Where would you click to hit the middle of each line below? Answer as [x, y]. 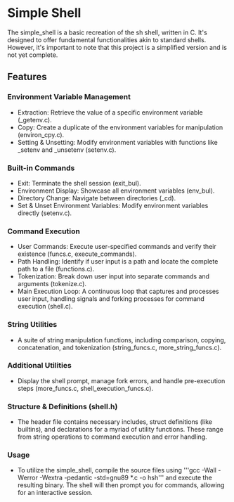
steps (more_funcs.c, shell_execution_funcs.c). [85, 388]
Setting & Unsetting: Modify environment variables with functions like [117, 142]
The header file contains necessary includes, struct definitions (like [115, 422]
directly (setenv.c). [45, 213]
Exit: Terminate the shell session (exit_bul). [79, 183]
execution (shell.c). [45, 307]
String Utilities [32, 325]
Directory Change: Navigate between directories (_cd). [97, 198]
